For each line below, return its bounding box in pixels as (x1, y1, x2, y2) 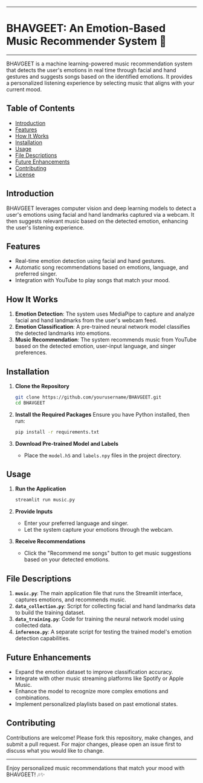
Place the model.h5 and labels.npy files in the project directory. (24, 452, 182, 459)
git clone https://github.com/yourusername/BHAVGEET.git (14, 394, 162, 400)
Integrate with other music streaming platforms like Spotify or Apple (14, 675, 184, 682)
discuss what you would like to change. (6, 747, 105, 754)
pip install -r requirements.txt (14, 429, 100, 435)
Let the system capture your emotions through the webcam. (24, 526, 173, 534)
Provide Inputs (14, 508, 53, 515)
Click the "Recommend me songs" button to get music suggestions (24, 549, 192, 557)
